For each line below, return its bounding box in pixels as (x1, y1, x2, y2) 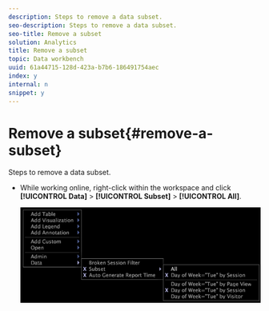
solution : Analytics (8, 38, 78, 46)
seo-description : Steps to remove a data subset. (8, 21, 178, 30)
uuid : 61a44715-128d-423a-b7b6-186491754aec (8, 64, 159, 72)
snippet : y (8, 89, 45, 97)
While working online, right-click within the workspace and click (19, 183, 231, 193)
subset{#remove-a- (78, 124, 214, 142)
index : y (8, 72, 38, 80)
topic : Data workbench (8, 55, 84, 63)
